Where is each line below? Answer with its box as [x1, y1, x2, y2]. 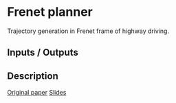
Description [7, 70, 58, 82]
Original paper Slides [7, 89, 67, 97]
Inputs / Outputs [7, 47, 79, 58]
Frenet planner [7, 4, 93, 20]
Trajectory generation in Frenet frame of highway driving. [7, 27, 170, 35]
